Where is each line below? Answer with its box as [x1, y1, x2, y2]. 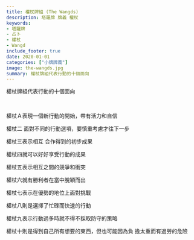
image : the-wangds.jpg [6, 65, 63, 71]
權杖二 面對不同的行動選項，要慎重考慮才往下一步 [6, 125, 130, 133]
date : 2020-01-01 [6, 54, 50, 60]
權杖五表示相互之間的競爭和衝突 [6, 163, 86, 171]
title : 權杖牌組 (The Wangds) [6, 8, 79, 15]
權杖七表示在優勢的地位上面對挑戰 [6, 189, 91, 197]
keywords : [6, 20, 31, 26]
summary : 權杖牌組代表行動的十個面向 [6, 71, 89, 77]
